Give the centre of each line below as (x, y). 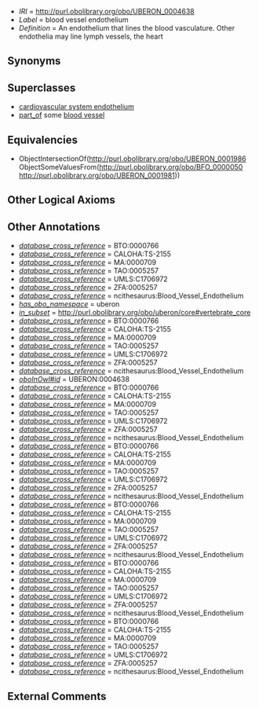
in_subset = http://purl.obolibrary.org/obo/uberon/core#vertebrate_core (135, 313)
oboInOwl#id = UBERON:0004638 (74, 380)
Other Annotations (54, 227)
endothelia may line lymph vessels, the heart (91, 36)
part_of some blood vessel (62, 115)
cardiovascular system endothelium (76, 107)
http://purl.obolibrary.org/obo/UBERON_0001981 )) (99, 175)
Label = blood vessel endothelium (73, 20)
